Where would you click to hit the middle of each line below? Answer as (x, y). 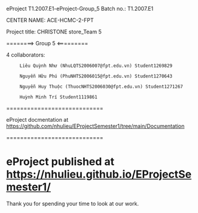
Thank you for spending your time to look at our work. (73, 203)
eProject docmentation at (37, 120)
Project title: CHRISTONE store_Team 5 (54, 32)
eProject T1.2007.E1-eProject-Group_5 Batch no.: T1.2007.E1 (80, 9)
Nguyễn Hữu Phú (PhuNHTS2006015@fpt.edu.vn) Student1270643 (96, 76)
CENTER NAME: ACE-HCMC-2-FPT (50, 20)
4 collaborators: (26, 55)
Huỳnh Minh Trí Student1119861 (58, 97)
